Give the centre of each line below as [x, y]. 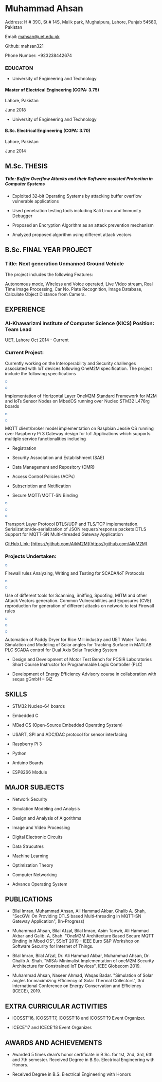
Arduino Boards [28, 763]
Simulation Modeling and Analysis [46, 808]
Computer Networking [34, 875]
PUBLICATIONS [29, 899]
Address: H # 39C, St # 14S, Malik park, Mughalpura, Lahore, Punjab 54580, [81, 22]
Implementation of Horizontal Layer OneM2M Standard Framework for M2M [81, 396]
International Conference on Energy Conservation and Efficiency [77, 986]
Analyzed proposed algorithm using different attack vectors [72, 235]
